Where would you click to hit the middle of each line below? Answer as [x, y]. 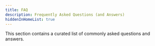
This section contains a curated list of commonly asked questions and [78, 34]
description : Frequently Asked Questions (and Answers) [65, 15]
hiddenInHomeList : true [30, 19]
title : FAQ [17, 10]
